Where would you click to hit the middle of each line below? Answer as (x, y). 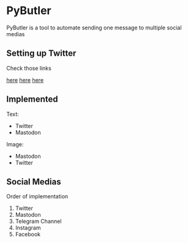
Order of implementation (37, 196)
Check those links (29, 68)
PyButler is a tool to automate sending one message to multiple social (94, 28)
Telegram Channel (38, 222)
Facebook (28, 234)
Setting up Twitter (41, 54)
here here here (25, 80)
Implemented (32, 99)
